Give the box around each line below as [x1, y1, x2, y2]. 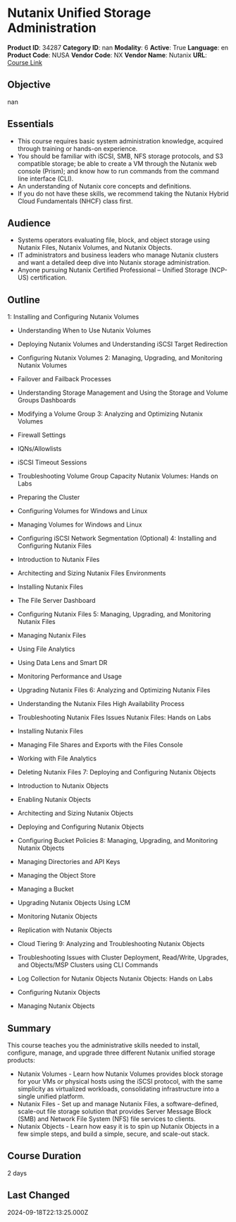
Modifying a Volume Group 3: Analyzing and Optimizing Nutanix [17, 409, 203, 418]
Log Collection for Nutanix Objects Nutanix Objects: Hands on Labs [17, 974, 213, 983]
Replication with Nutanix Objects [17, 926, 113, 935]
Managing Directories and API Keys [17, 858, 120, 866]
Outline [7, 294, 40, 306]
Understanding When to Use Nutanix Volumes [17, 326, 151, 335]
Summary [7, 1022, 51, 1034]
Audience [7, 217, 51, 229]
